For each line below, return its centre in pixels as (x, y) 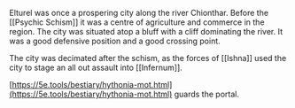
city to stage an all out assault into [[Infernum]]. (96, 67)
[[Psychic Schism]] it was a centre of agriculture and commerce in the (137, 22)
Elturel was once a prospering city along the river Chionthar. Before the (139, 13)
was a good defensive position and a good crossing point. (115, 41)
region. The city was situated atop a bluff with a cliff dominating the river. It (146, 31)
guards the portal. (206, 94)
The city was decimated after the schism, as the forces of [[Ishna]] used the (148, 58)
